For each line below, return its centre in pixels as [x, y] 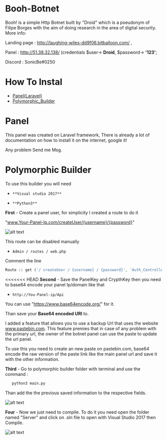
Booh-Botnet [32, 9]
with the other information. [32, 359]
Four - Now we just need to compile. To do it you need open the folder [77, 412]
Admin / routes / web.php [39, 252]
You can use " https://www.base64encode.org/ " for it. [60, 304]
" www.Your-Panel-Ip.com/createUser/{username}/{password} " [70, 222]
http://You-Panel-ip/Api [38, 295]
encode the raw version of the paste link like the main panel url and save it [81, 354]
